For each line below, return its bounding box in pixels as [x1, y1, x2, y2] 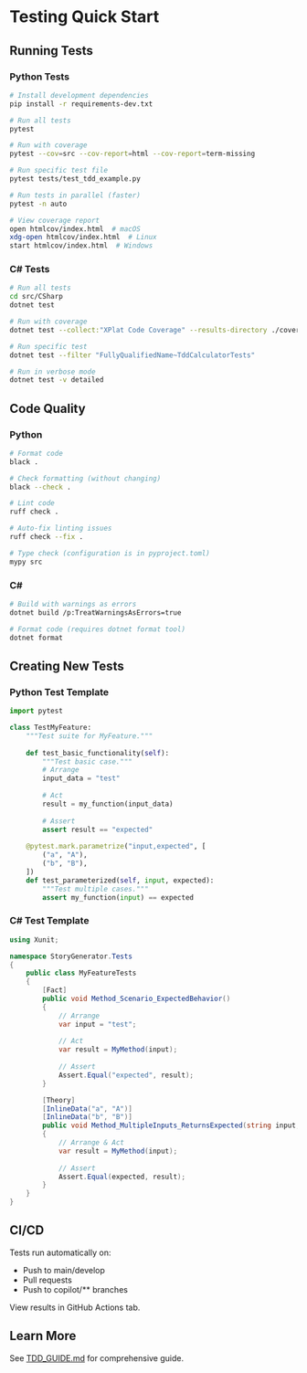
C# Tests [9, 263, 50, 276]
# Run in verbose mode [9, 367, 96, 376]
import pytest [9, 706, 64, 716]
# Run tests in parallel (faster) [9, 190, 142, 200]
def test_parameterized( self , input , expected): [26, 875, 215, 885]
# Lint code [9, 499, 55, 508]
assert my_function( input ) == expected [42, 892, 195, 902]
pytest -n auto [9, 199, 68, 208]
